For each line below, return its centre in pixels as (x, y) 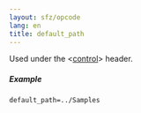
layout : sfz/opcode (45, 17)
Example (26, 79)
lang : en (25, 26)
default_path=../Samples (55, 101)
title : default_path (47, 34)
